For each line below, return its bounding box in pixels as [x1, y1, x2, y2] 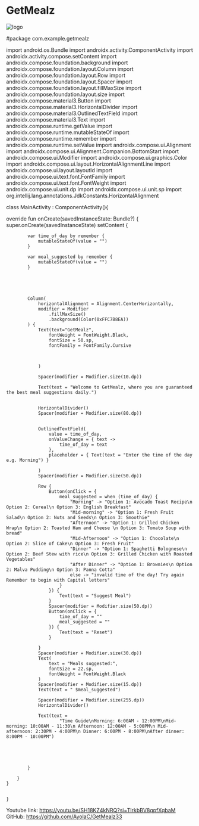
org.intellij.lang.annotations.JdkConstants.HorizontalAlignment [6, 192, 159, 199]
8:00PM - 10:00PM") [6, 734, 55, 740]
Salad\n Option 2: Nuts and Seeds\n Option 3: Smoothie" [6, 514, 150, 520]
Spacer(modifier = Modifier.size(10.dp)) [37, 374, 143, 380]
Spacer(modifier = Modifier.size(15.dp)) [37, 681, 143, 687]
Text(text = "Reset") [59, 629, 113, 635]
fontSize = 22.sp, [48, 666, 94, 672]
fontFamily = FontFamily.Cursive [48, 342, 132, 349]
